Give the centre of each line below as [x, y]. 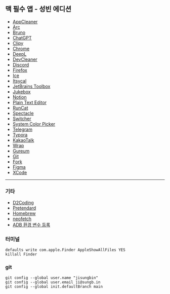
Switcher [22, 119]
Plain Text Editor [30, 102]
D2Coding [23, 203]
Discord [21, 64]
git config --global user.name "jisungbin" [52, 278]
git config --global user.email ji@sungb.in [53, 282]
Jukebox [22, 91]
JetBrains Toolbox [31, 86]
